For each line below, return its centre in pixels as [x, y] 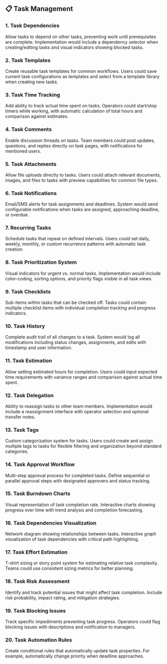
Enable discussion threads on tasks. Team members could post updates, [80, 140]
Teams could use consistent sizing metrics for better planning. [70, 568]
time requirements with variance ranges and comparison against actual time [84, 377]
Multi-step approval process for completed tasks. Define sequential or [78, 475]
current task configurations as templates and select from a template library [82, 76]
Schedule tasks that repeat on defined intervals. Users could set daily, [78, 239]
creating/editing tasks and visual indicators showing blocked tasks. [74, 47]
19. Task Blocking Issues [36, 610]
